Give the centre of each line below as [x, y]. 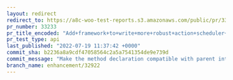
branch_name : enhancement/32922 [53, 65]
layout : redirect [32, 14]
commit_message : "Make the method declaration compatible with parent [111, 59]
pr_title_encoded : [33, 33]
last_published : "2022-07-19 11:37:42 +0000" [73, 46]
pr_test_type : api [33, 40]
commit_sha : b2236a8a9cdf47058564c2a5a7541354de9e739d [88, 53]
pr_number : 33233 [32, 26]
